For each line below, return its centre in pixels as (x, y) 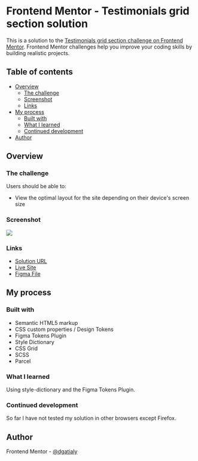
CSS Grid (26, 348)
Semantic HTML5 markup (46, 323)
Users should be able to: (36, 186)
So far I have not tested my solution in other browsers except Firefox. (91, 418)
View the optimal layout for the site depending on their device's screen (102, 198)
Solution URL (31, 261)
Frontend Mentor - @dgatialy (42, 451)
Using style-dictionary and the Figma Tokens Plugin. (71, 390)
